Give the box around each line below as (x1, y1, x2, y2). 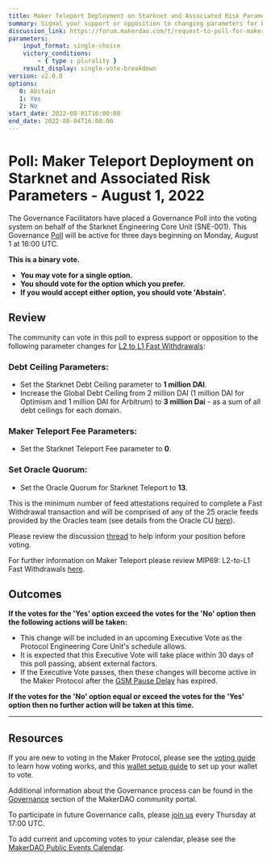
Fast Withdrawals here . (8, 564, 85, 574)
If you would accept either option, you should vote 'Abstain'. (19, 287, 227, 297)
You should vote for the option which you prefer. (19, 278, 186, 288)
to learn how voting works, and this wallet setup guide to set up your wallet (8, 761, 258, 771)
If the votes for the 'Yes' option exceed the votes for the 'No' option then (8, 608, 256, 619)
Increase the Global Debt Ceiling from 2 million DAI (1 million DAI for (19, 388, 244, 397)
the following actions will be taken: (8, 617, 127, 627)
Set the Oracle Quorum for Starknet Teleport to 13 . (19, 482, 188, 492)
